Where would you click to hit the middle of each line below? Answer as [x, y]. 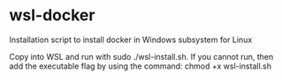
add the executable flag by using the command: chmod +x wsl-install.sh [141, 66]
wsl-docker [52, 15]
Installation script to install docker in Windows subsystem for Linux [131, 40]
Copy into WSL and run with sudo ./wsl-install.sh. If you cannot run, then [141, 56]
